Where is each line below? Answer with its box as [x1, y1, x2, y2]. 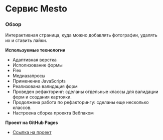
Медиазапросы [12, 73, 46, 79]
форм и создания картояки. [12, 94, 72, 100]
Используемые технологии [5, 47, 66, 53]
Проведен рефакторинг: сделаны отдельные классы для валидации [12, 88, 158, 95]
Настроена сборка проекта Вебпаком [12, 110, 94, 116]
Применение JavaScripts [12, 78, 66, 84]
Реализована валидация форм [12, 83, 78, 89]
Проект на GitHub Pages [5, 119, 58, 125]
